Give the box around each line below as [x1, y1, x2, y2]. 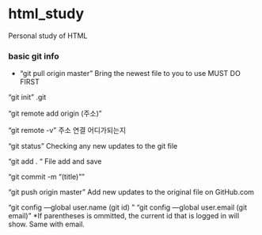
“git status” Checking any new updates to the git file [8, 142, 178, 151]
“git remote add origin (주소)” [8, 108, 102, 119]
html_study [8, 5, 85, 23]
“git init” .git [8, 93, 47, 102]
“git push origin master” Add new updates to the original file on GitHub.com [8, 188, 255, 197]
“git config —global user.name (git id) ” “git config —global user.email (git [8, 203, 248, 212]
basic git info [8, 51, 59, 62]
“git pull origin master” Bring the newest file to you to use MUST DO [19, 69, 241, 78]
